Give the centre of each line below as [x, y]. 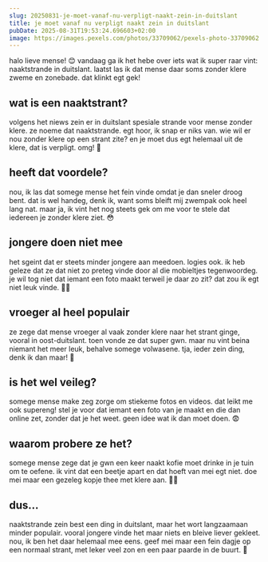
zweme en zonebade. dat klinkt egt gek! [75, 78]
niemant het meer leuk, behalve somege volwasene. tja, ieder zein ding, [127, 349]
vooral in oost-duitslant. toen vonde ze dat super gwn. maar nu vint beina [130, 340]
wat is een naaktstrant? [69, 103]
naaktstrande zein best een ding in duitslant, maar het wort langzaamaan [128, 524]
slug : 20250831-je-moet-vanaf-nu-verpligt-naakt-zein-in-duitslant [124, 16]
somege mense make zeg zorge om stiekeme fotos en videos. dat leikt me [131, 401]
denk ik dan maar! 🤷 [42, 357]
